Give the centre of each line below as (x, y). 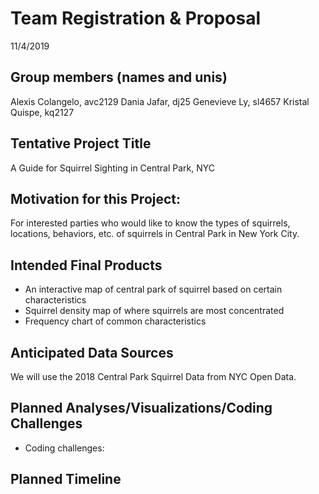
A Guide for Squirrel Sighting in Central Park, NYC (113, 168)
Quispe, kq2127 (42, 112)
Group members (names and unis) (119, 77)
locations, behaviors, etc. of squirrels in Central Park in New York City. (155, 234)
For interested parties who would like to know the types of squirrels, (150, 223)
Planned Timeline (66, 479)
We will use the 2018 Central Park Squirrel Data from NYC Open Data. (153, 376)
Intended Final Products (86, 265)
